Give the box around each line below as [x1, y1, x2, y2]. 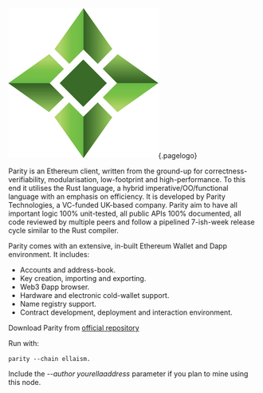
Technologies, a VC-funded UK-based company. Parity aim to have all [8, 200, 237, 209]
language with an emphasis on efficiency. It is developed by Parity [8, 192, 226, 201]
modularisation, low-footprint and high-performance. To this [47, 175, 245, 184]
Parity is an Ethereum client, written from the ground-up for [8, 166, 203, 176]
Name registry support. [19, 300, 97, 308]
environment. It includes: [8, 250, 90, 259]
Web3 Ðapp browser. [19, 282, 90, 292]
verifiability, [8, 175, 46, 184]
